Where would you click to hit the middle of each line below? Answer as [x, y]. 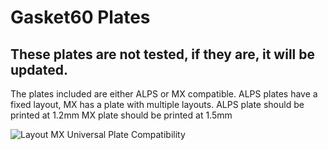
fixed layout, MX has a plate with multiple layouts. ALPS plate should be [157, 104]
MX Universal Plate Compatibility [118, 134]
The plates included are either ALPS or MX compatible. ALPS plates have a [164, 94]
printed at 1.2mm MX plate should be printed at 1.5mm [121, 115]
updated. [39, 69]
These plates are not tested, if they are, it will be [163, 54]
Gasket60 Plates [80, 17]
